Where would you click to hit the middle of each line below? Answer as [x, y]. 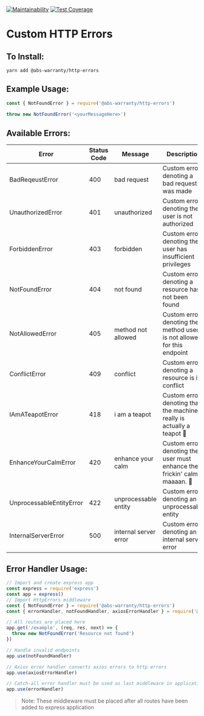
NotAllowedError [33, 334]
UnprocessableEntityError [46, 503]
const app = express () [35, 594]
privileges [177, 264]
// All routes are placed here [46, 622]
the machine [180, 410]
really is [174, 418]
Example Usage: [38, 89]
